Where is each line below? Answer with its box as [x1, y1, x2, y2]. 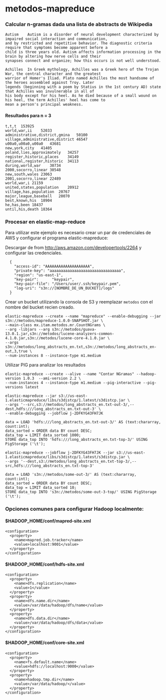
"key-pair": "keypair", [14, 277, 75, 282]
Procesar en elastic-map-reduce [5, 218, 86, 225]
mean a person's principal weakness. [5, 102, 83, 107]
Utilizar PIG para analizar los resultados [5, 361, 86, 367]
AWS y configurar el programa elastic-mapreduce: [5, 235, 108, 241]
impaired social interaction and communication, [5, 36, 108, 41]
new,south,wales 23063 [5, 172, 52, 177]
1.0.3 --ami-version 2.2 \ [23, 375, 81, 381]
